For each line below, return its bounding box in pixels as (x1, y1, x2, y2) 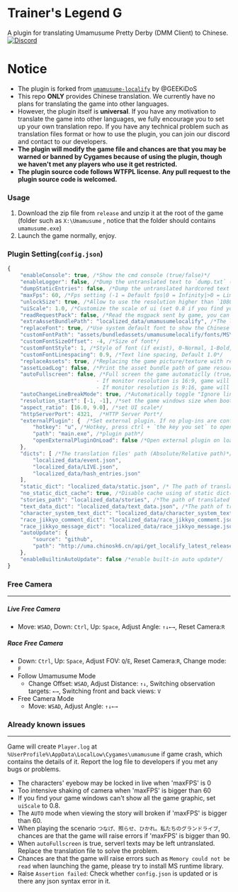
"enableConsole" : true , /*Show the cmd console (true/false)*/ (20, 272, 211, 279)
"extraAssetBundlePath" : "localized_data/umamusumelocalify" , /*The (20, 318, 227, 325)
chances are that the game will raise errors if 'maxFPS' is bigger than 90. (17, 832, 231, 840)
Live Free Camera (7, 604, 60, 613)
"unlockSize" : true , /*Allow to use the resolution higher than (20, 298, 214, 305)
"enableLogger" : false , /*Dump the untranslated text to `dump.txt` (20, 278, 227, 285)
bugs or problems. (7, 765, 62, 773)
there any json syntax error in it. (17, 877, 111, 886)
